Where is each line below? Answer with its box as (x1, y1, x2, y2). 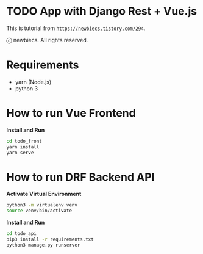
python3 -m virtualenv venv (6, 202, 78, 208)
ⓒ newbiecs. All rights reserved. (6, 36, 88, 43)
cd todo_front (6, 138, 43, 144)
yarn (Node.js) (15, 78, 52, 85)
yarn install (6, 143, 40, 150)
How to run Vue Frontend (6, 106, 136, 120)
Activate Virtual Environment (6, 191, 82, 198)
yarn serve (6, 150, 34, 156)
